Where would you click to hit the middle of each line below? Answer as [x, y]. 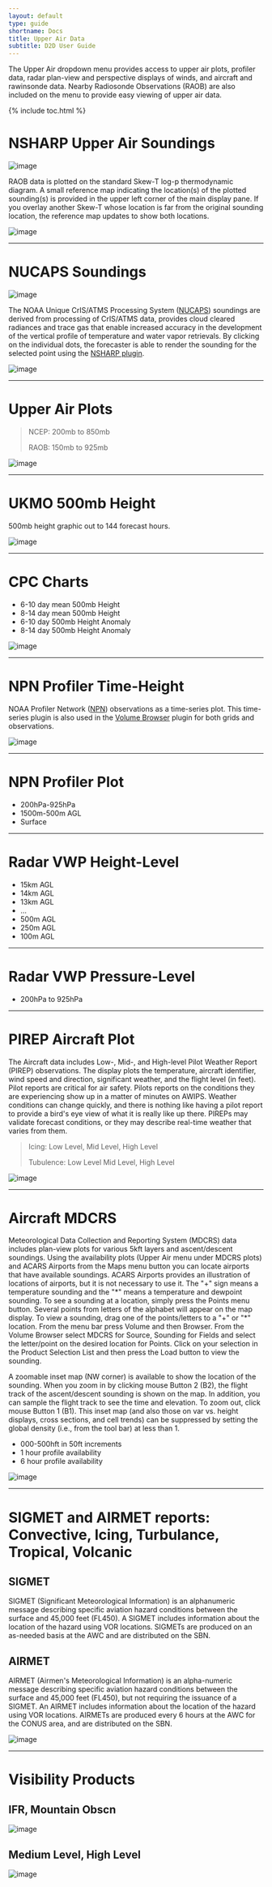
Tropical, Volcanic [70, 1552]
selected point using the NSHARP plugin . [76, 353]
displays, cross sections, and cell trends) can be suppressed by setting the [133, 1420]
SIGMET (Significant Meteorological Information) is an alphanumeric [122, 1601]
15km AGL [37, 884]
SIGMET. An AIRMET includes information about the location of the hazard [132, 1706]
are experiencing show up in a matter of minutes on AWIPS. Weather [123, 1096]
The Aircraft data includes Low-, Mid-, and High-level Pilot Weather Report [133, 1062]
